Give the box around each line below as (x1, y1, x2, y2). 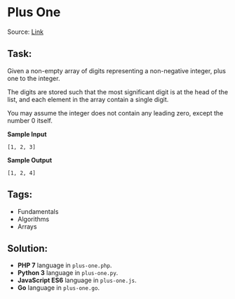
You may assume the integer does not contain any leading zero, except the (7, 108, 224, 117)
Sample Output (7, 155, 53, 164)
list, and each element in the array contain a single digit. (7, 95, 169, 103)
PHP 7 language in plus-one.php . (17, 261, 112, 269)
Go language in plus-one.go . (17, 284, 100, 292)
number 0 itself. (7, 116, 53, 125)
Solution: (7, 242, 48, 254)
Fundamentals (17, 207, 59, 215)
